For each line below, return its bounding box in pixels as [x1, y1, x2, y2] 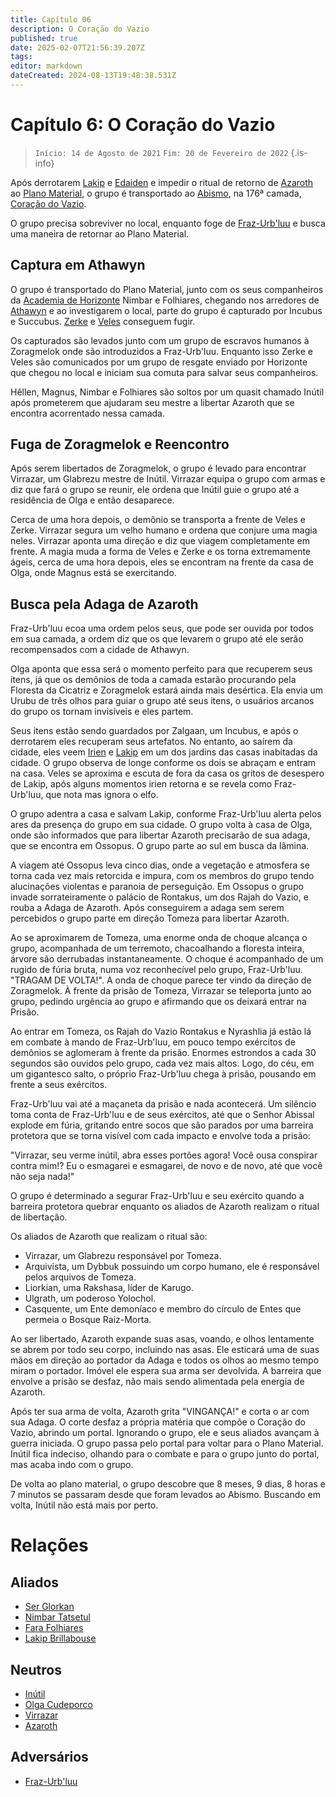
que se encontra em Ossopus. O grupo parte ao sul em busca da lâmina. [10, 840, 310, 852]
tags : [10, 52, 33, 62]
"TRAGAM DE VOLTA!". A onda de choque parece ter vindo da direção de [10, 974, 312, 986]
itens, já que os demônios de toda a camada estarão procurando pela [10, 674, 297, 686]
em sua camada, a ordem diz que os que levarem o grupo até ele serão [10, 633, 304, 645]
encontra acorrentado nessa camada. [10, 407, 165, 419]
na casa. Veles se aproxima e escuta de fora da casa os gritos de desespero [10, 767, 325, 780]
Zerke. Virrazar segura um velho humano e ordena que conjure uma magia [10, 524, 318, 536]
